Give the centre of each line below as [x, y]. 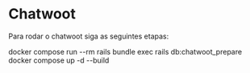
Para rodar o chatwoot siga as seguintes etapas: [89, 36]
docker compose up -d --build [59, 60]
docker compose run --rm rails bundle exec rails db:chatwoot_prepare [125, 51]
